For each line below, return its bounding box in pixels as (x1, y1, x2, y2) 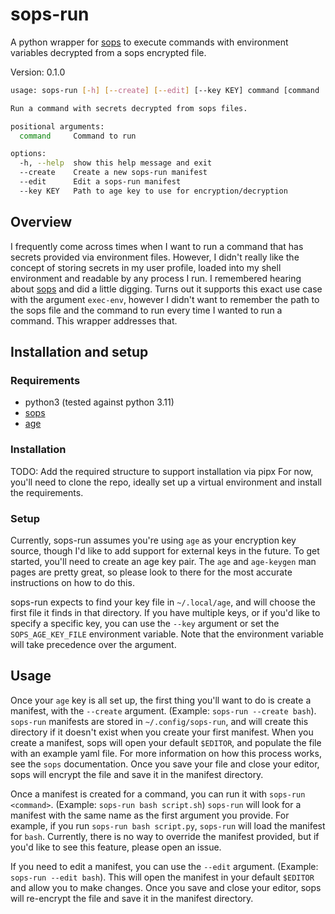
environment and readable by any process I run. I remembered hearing (10, 272, 302, 284)
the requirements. (10, 486, 84, 498)
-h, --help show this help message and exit (19, 158, 213, 168)
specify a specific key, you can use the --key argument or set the (10, 617, 280, 629)
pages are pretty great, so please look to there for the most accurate (10, 566, 293, 578)
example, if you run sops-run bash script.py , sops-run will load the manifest (10, 819, 326, 832)
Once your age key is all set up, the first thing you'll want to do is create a (10, 694, 312, 706)
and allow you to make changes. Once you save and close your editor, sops (10, 881, 322, 893)
